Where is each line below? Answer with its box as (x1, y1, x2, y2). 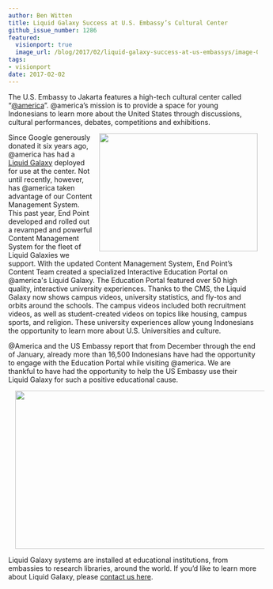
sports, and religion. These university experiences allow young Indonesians (8, 317, 255, 327)
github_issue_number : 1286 (8, 26, 97, 34)
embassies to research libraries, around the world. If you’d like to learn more (8, 563, 257, 573)
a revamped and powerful (8, 225, 93, 234)
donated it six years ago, (8, 141, 89, 150)
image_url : (15, 48, 51, 56)
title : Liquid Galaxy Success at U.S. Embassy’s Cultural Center (8, 19, 228, 27)
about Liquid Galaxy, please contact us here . (8, 572, 154, 581)
